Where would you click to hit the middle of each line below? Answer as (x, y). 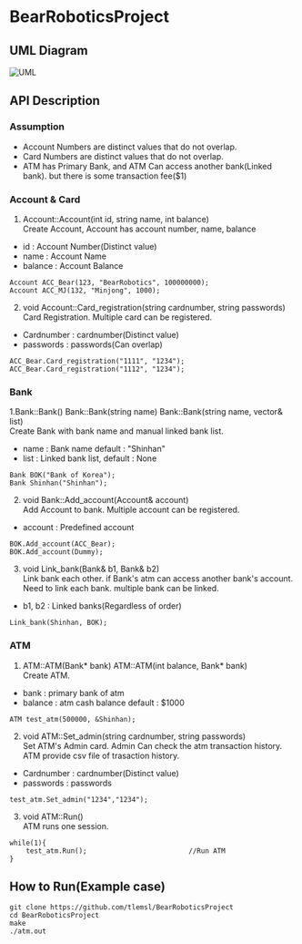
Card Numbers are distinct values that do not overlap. (123, 156)
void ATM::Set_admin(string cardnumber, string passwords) (134, 736)
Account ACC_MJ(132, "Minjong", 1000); (85, 290)
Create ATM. (46, 675)
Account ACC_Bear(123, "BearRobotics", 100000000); (109, 282)
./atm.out (28, 931)
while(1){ (28, 843)
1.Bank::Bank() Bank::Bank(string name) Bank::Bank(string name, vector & (146, 412)
